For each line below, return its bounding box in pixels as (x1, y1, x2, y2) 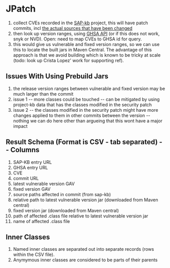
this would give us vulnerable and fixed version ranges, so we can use (13, 41, 160, 47)
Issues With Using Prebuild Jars (6, 72, 108, 81)
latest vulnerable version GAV (13, 181, 75, 187)
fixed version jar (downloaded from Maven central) (13, 207, 119, 213)
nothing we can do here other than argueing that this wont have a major (13, 117, 162, 124)
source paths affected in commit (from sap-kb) (13, 191, 111, 197)
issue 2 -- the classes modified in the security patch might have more (13, 107, 158, 113)
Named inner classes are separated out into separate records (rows (13, 246, 154, 252)
